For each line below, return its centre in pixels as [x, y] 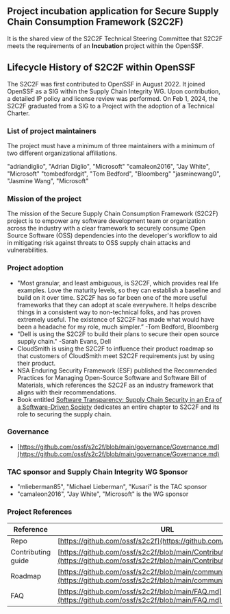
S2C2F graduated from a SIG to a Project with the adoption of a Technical [111, 106]
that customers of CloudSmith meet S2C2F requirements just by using [116, 355]
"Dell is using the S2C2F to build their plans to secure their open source [118, 334]
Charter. [18, 113]
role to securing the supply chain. [64, 414]
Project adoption [35, 268]
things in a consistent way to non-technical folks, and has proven [109, 312]
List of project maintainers [52, 131]
